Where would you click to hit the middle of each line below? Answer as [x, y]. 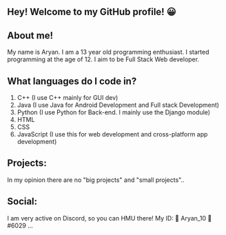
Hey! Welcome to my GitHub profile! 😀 [92, 12]
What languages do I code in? [72, 81]
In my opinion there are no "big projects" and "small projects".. [96, 180]
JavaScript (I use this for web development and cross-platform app [112, 134]
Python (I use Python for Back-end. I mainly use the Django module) [114, 112]
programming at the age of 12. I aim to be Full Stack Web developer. [103, 59]
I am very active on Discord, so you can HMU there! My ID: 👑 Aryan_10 [107, 218]
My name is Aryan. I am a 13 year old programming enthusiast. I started [108, 52]
